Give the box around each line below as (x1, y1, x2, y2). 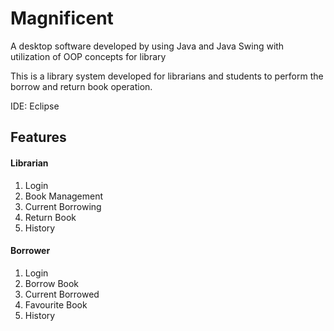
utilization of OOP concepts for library (10, 50, 167, 62)
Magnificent (10, 7, 114, 30)
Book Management (24, 190, 104, 202)
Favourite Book (24, 298, 88, 311)
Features (10, 129, 67, 146)
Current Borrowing (24, 200, 102, 212)
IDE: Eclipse (10, 100, 60, 112)
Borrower (10, 245, 51, 257)
